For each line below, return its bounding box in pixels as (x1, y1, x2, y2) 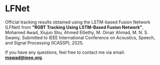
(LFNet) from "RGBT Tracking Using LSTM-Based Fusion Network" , (5, 24, 144, 30)
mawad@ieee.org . (5, 54, 43, 60)
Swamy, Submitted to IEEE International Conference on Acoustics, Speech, (5, 35, 155, 41)
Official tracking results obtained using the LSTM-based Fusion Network (5, 19, 151, 25)
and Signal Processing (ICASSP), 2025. (5, 40, 84, 45)
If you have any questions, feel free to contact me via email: (5, 49, 125, 55)
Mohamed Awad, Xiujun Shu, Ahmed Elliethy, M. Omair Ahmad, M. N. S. (5, 29, 149, 35)
